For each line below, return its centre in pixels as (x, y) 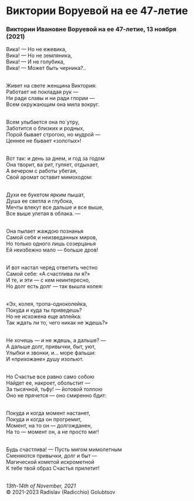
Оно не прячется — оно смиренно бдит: (56, 396)
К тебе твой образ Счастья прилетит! (53, 468)
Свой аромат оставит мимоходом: (49, 177)
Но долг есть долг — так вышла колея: (55, 286)
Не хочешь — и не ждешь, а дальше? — (56, 340)
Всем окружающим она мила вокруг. (53, 105)
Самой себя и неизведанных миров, (52, 238)
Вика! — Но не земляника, (39, 56)
